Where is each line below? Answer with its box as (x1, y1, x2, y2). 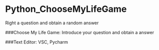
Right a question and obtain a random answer (5, 20, 99, 26)
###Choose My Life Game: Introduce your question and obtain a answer (5, 29, 154, 35)
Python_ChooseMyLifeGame (5, 3, 127, 15)
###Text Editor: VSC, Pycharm (5, 39, 68, 45)
